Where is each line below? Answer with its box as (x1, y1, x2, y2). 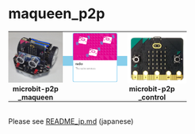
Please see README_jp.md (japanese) (8, 116, 134, 126)
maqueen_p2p (8, 5, 105, 23)
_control (138, 92, 166, 102)
